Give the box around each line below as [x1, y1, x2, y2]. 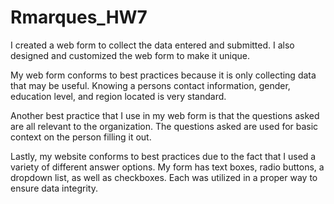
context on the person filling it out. [10, 131, 152, 143]
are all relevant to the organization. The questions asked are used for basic [10, 120, 319, 132]
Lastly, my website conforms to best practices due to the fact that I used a [10, 150, 317, 162]
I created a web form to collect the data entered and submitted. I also [10, 39, 295, 51]
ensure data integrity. [10, 182, 98, 194]
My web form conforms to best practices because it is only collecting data [10, 69, 317, 81]
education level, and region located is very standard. [10, 90, 227, 102]
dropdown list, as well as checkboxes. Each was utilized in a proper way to [10, 171, 318, 183]
